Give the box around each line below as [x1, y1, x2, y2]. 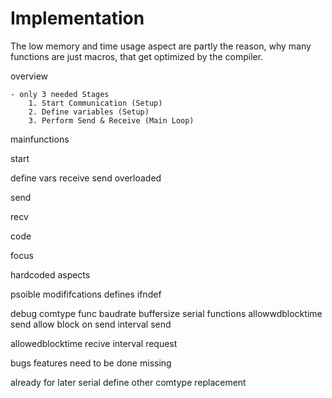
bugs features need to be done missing [10, 357, 172, 369]
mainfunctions [10, 133, 70, 145]
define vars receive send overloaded [10, 172, 162, 184]
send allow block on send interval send [10, 318, 172, 330]
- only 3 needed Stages [10, 89, 110, 99]
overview [10, 70, 48, 82]
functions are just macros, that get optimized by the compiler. [10, 50, 264, 62]
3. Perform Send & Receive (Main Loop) [28, 115, 195, 126]
